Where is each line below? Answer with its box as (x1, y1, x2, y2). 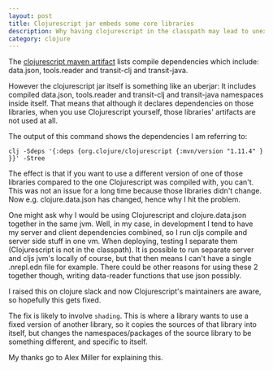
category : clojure (8, 34, 71, 43)
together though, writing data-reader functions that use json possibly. (8, 271, 242, 281)
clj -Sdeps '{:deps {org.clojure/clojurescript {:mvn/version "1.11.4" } (8, 147, 264, 155)
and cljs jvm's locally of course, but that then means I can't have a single (8, 254, 252, 263)
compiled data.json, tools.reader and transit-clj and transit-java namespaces (8, 90, 264, 100)
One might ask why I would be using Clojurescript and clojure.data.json (8, 211, 247, 220)
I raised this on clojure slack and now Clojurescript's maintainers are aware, (8, 286, 262, 297)
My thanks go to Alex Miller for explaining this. (8, 353, 164, 363)
